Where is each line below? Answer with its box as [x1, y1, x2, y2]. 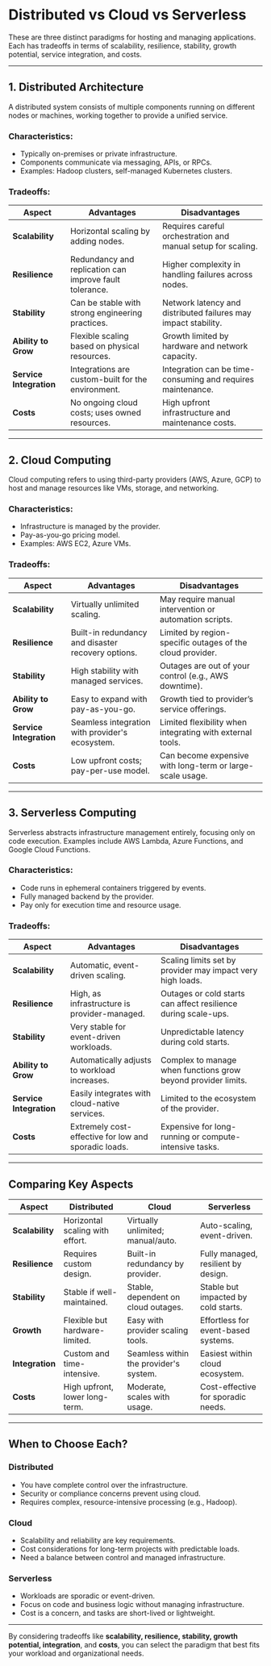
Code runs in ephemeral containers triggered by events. [19, 883, 206, 892]
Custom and [63, 1347, 110, 1359]
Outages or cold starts [160, 988, 245, 1000]
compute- [201, 1131, 241, 1142]
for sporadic [200, 1391, 247, 1402]
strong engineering [69, 307, 143, 319]
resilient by [200, 1258, 242, 1269]
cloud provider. [160, 647, 218, 658]
